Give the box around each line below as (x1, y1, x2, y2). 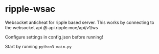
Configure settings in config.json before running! (5, 34, 103, 40)
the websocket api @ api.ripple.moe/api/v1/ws (5, 24, 98, 30)
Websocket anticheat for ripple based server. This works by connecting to (5, 19, 155, 25)
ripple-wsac (5, 3, 55, 15)
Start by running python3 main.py (5, 43, 72, 49)
